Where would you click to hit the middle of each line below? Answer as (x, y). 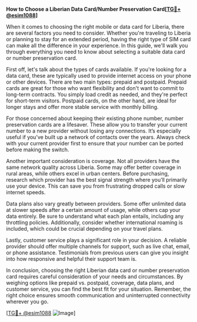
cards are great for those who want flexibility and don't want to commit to (95, 88)
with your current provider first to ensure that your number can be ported (95, 143)
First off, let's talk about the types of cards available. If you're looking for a (96, 69)
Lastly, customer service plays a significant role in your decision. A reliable (96, 240)
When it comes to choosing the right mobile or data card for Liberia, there (95, 27)
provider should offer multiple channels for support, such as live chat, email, (98, 246)
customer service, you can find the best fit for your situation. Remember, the (98, 289)
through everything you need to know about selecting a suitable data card (96, 52)
